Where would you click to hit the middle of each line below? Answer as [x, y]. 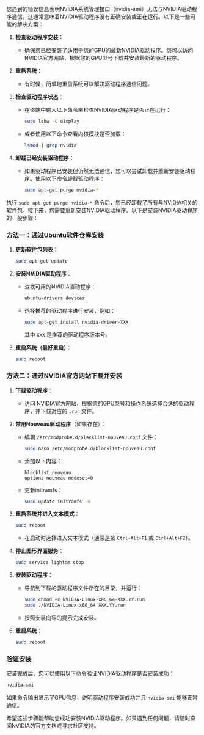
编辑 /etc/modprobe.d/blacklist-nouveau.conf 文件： [91, 437]
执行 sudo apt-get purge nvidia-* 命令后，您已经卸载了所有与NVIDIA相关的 [102, 202]
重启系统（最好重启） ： [43, 348]
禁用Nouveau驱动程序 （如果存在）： [60, 424]
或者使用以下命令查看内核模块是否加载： [75, 134]
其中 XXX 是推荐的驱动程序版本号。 [67, 334]
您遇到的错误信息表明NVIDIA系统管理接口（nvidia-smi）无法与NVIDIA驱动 [99, 9]
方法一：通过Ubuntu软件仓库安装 [55, 235]
